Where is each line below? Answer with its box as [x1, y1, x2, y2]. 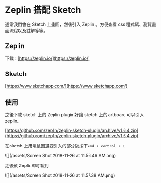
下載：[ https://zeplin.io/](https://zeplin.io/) [5, 55, 90, 61]
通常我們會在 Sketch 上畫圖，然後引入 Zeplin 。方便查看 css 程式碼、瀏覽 [5, 21, 152, 27]
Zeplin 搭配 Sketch [5, 4, 81, 16]
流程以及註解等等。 [9, 27, 48, 33]
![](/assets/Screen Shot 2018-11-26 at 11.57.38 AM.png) [5, 172, 115, 178]
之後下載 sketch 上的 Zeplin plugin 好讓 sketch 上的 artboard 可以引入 [5, 112, 144, 118]
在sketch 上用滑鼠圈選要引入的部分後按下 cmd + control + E [5, 143, 125, 149]
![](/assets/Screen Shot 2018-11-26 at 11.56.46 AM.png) [5, 153, 116, 159]
